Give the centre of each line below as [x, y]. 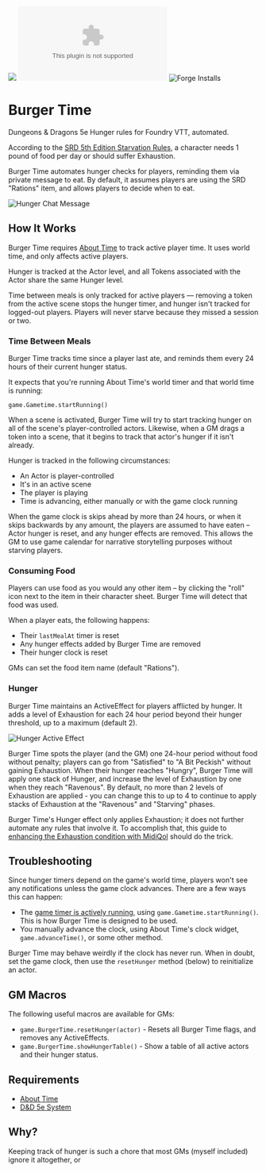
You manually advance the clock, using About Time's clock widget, [129, 929]
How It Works [42, 229]
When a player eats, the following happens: [79, 621]
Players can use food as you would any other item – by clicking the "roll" [127, 588]
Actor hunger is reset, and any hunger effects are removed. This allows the [131, 533]
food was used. [34, 605]
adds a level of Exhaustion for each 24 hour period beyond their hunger [125, 714]
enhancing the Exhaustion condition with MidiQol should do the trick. [121, 836]
